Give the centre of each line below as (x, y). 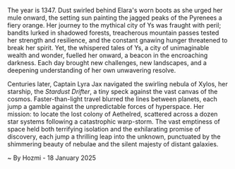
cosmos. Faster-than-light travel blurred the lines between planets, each (112, 99)
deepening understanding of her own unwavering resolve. (92, 70)
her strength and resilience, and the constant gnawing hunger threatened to (117, 40)
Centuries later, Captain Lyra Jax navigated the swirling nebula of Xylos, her (117, 84)
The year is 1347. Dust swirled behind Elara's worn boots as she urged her (115, 10)
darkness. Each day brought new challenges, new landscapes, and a (107, 63)
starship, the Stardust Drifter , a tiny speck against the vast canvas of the (113, 92)
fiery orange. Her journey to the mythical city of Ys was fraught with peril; (114, 25)
